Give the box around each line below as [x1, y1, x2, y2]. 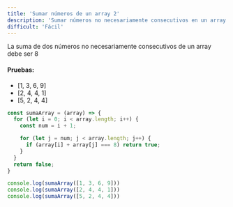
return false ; [13, 161, 54, 168]
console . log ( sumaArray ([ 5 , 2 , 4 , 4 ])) [7, 193, 120, 200]
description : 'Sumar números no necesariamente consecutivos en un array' [7, 17, 230, 24]
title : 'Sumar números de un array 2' [7, 10, 120, 17]
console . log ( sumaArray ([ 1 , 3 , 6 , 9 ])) [7, 180, 120, 187]
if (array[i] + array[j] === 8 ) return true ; [25, 141, 160, 148]
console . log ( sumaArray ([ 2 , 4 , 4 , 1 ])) [7, 186, 120, 194]
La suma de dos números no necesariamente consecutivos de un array [7, 43, 211, 51]
